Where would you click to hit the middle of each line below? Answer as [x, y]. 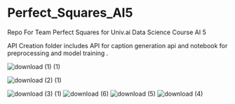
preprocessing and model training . [58, 53]
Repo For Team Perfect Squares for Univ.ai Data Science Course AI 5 [107, 32]
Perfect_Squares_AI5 [70, 13]
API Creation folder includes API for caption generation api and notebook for [117, 45]
